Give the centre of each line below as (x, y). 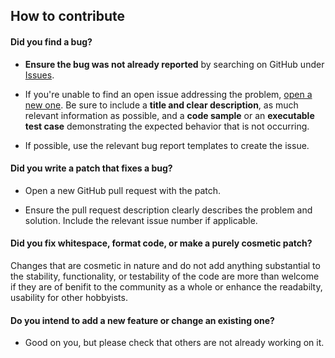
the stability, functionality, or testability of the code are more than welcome (165, 276)
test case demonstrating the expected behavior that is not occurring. (167, 126)
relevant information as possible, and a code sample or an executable (169, 115)
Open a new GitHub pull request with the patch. (123, 190)
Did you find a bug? (51, 41)
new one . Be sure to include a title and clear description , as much (161, 105)
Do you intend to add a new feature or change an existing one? (142, 320)
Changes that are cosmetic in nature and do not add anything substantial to (165, 265)
